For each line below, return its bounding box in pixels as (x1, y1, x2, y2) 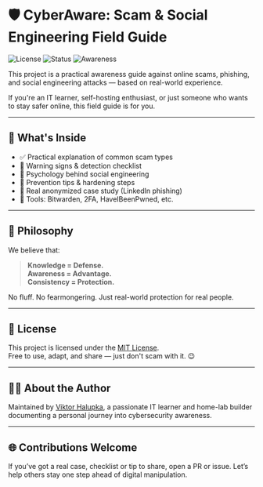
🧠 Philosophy (8, 224, 74, 238)
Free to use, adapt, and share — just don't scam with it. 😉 (8, 351, 196, 361)
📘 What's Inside (8, 131, 87, 145)
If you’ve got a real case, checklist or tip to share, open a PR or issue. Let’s (8, 462, 249, 471)
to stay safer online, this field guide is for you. (8, 101, 156, 111)
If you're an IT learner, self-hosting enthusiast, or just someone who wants (8, 93, 248, 102)
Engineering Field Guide (8, 28, 168, 46)
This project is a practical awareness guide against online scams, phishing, (8, 69, 250, 78)
